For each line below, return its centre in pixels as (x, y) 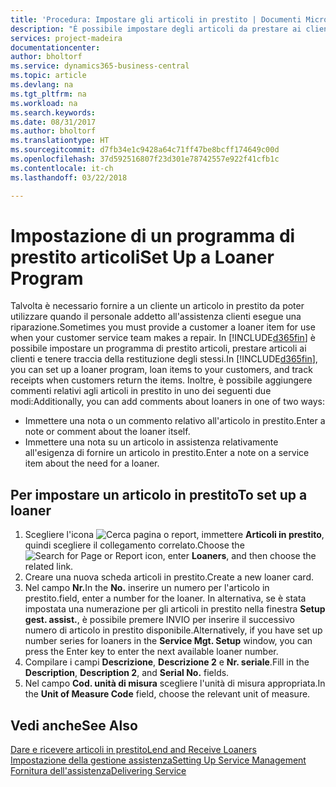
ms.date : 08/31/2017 (53, 122)
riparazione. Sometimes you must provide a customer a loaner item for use (163, 327)
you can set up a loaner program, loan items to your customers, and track (161, 370)
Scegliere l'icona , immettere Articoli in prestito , (174, 535)
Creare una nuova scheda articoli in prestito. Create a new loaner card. (169, 577)
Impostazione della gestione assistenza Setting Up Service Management (158, 760)
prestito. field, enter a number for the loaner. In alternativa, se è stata (165, 598)
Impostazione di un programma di (153, 235)
